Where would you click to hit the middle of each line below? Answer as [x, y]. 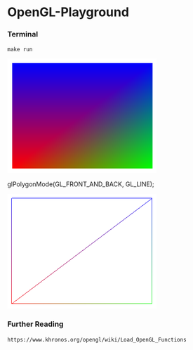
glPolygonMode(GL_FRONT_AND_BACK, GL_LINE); [81, 184]
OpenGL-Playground [68, 12]
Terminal [23, 34]
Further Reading [35, 324]
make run [20, 50]
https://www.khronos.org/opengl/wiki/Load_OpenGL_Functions [97, 339]
